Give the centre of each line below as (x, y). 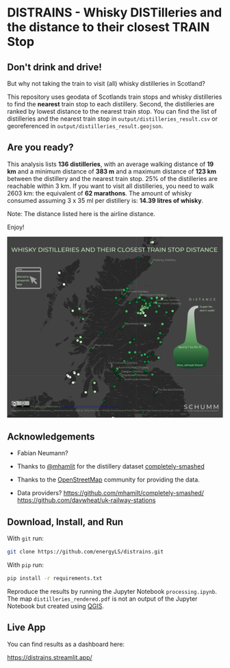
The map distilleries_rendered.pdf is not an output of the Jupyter (102, 599)
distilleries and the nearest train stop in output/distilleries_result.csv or (112, 119)
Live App (26, 628)
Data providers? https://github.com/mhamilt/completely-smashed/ (110, 493)
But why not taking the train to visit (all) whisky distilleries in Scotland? (106, 83)
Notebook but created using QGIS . (56, 606)
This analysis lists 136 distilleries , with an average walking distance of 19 (111, 164)
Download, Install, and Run (65, 522)
